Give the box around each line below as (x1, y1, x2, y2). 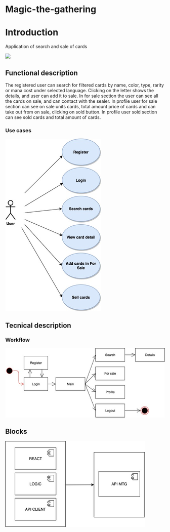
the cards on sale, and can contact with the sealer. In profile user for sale (5, 98, 158, 104)
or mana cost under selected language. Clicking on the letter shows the (5, 87, 154, 93)
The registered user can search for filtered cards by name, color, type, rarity (5, 82, 164, 88)
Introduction (5, 27, 59, 38)
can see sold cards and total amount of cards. (5, 114, 101, 120)
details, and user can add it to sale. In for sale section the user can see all (5, 93, 158, 99)
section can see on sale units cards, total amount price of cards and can (5, 103, 156, 109)
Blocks (5, 427, 27, 436)
